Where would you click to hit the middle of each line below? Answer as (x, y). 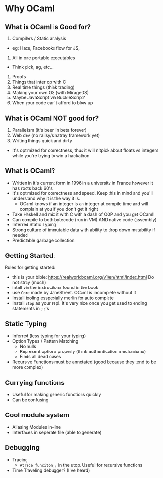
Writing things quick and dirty (42, 140)
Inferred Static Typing (34, 224)
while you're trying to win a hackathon (51, 155)
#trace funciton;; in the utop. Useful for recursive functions (81, 465)
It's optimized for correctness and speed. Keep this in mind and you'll (82, 193)
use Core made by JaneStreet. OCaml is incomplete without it (74, 293)
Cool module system (37, 415)
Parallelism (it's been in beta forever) (49, 130)
